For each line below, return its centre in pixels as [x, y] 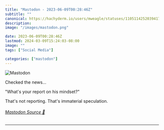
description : [18, 23]
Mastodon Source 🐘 [25, 112]
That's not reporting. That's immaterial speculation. [57, 101]
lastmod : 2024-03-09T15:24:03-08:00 [42, 41]
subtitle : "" [18, 14]
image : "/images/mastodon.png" [37, 28]
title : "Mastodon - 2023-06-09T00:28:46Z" [49, 9]
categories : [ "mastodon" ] [31, 59]
